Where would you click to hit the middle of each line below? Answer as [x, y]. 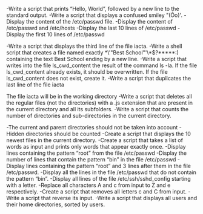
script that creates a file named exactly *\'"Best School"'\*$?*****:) [92, 53]
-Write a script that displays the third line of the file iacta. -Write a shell [94, 46]
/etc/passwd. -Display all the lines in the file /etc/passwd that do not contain [101, 172]
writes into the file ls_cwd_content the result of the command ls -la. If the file [102, 65]
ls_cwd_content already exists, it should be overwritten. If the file [87, 72]
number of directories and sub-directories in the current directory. [89, 115]
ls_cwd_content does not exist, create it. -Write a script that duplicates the [99, 78]
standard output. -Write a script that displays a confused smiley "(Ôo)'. [95, 15]
